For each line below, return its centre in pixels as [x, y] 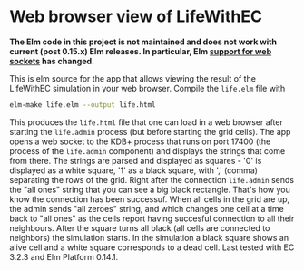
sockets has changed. [52, 61]
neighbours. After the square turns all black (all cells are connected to [140, 227]
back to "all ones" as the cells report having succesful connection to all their [152, 218]
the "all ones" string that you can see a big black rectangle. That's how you [150, 189]
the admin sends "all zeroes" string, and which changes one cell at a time [147, 208]
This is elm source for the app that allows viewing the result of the [133, 78]
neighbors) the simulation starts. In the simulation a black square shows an [149, 237]
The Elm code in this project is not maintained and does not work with [143, 42]
